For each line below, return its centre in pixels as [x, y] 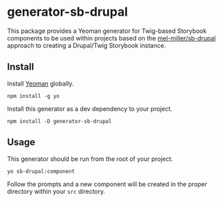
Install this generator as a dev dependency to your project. [90, 109]
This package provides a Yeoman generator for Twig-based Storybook [107, 31]
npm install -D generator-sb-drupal [59, 121]
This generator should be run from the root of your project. [90, 159]
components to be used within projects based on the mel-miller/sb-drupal [111, 38]
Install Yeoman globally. [40, 84]
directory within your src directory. [56, 191]
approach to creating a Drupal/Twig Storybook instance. [86, 45]
